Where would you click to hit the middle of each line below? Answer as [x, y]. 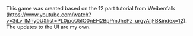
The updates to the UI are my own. [48, 27]
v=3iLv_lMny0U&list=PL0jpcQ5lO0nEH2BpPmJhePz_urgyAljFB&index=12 [95, 21]
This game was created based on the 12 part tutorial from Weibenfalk [91, 8]
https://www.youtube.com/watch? [50, 15]
